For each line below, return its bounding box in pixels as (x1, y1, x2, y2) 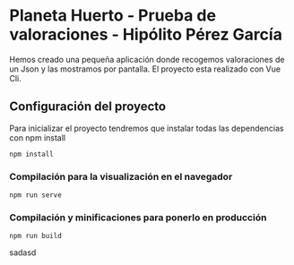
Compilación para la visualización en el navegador (9, 170, 233, 183)
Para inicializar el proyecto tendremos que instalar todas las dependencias (9, 123, 284, 133)
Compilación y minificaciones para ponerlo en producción (9, 211, 267, 224)
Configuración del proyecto (9, 99, 167, 115)
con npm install (9, 132, 65, 143)
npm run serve (9, 191, 63, 200)
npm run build (9, 232, 63, 241)
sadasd (9, 247, 37, 258)
